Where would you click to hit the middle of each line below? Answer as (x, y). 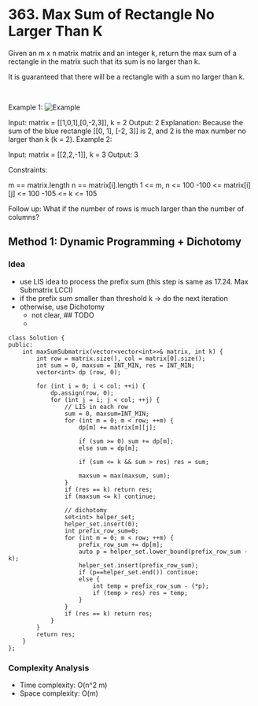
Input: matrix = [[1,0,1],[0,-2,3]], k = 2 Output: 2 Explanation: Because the (126, 122)
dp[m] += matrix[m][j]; (117, 427)
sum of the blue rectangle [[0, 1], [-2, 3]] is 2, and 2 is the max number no (127, 131)
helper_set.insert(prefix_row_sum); (138, 565)
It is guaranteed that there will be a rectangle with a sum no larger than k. (127, 76)
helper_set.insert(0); (101, 524)
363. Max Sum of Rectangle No (111, 15)
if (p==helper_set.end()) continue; (138, 572)
